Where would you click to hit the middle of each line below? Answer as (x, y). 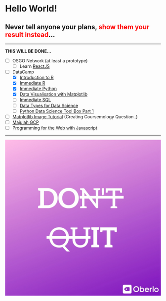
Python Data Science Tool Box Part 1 (57, 111)
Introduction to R (37, 78)
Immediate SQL (35, 100)
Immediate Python (38, 89)
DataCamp (23, 72)
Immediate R (32, 83)
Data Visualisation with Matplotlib (54, 94)
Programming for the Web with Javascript (55, 128)
